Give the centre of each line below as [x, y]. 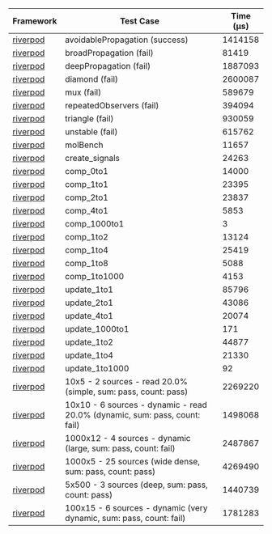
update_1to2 [89, 342]
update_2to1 [89, 303]
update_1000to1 [97, 329]
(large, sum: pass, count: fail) [120, 448]
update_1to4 [89, 355]
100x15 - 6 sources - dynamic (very [136, 508]
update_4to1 [89, 316]
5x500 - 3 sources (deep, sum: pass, [136, 485]
